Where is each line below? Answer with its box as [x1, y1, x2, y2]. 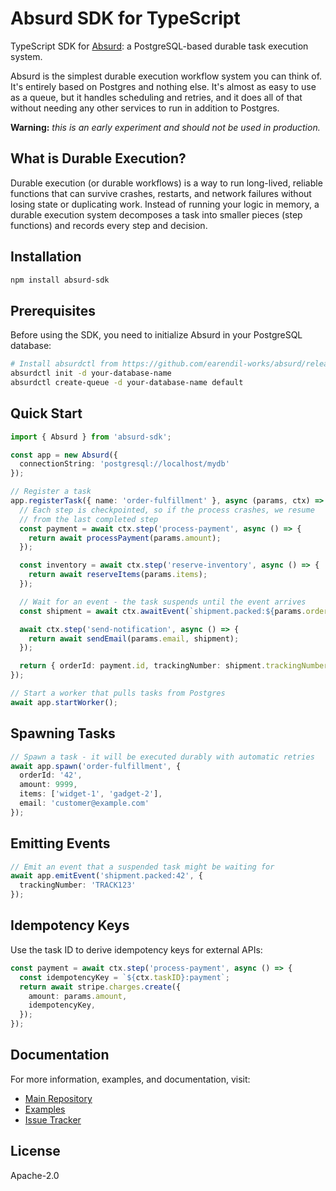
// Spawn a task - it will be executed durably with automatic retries [10, 752, 315, 762]
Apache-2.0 [10, 1169, 60, 1181]
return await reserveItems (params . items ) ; [28, 570, 208, 580]
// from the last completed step [19, 514, 159, 524]
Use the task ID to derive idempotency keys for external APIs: [10, 943, 263, 956]
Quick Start [10, 405, 83, 422]
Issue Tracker [24, 1113, 82, 1126]
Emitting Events [10, 835, 111, 852]
